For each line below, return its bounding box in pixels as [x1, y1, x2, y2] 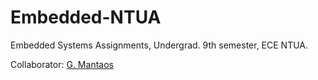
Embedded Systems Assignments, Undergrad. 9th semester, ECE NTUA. [10, 39, 309, 51]
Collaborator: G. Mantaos [10, 58, 114, 70]
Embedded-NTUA [10, 6, 162, 29]
